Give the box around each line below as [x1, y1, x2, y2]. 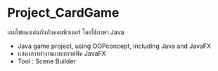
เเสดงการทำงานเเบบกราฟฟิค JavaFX [17, 49, 107, 57]
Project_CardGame [7, 5, 120, 21]
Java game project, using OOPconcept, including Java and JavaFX [17, 42, 212, 50]
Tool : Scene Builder [17, 57, 76, 65]
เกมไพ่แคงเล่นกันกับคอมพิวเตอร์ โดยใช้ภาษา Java [7, 28, 124, 36]
